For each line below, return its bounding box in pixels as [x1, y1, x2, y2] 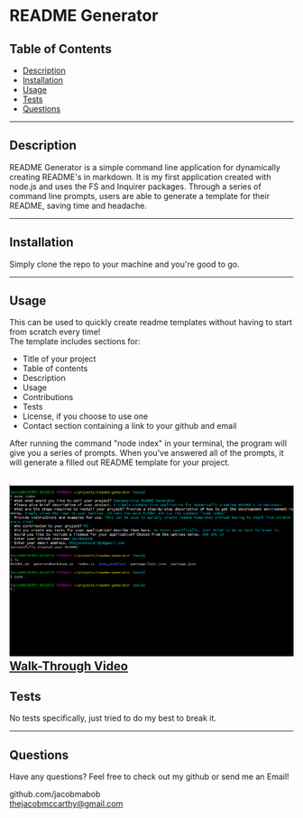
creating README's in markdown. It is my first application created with [9, 171, 271, 182]
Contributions [22, 392, 74, 403]
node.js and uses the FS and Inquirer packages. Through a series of [9, 181, 262, 192]
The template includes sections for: [9, 336, 142, 347]
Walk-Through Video [9, 659, 129, 674]
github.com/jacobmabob [9, 789, 101, 800]
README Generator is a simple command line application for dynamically [9, 161, 281, 172]
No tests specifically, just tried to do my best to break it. [9, 713, 216, 723]
